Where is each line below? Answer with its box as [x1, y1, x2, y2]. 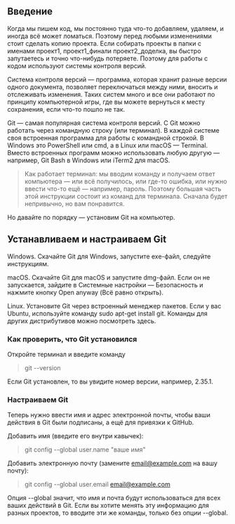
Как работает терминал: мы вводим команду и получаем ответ [24, 169, 215, 178]
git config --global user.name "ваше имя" [24, 445, 146, 454]
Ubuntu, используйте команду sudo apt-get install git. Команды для [7, 309, 208, 317]
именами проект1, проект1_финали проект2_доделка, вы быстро [7, 46, 201, 55]
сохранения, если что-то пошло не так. [7, 105, 126, 113]
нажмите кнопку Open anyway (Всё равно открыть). [7, 288, 163, 296]
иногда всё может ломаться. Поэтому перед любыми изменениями [7, 32, 212, 40]
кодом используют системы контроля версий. [7, 61, 147, 70]
